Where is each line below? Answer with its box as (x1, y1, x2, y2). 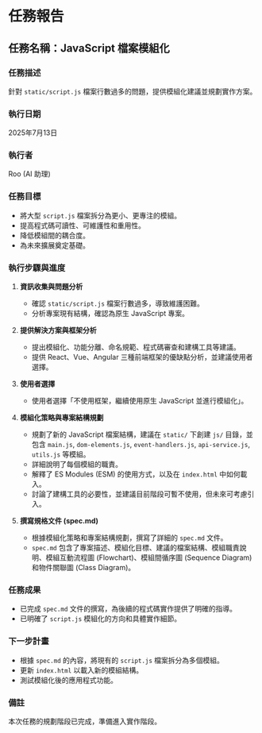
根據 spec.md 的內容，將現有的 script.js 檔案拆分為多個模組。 (19, 655, 225, 665)
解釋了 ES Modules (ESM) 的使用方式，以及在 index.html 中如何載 (31, 469, 248, 479)
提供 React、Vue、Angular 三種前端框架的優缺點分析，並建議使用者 (31, 353, 253, 362)
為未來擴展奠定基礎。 (19, 240, 90, 250)
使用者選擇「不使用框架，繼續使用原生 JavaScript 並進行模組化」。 (31, 396, 249, 406)
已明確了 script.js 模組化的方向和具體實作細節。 (19, 614, 182, 623)
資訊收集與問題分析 (19, 282, 83, 291)
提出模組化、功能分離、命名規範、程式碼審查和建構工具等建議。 (31, 342, 241, 352)
